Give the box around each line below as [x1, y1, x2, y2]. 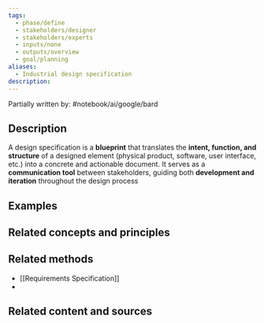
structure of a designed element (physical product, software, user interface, [8, 151, 257, 161]
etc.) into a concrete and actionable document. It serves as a [8, 159, 206, 169]
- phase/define [15, 19, 65, 27]
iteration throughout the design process [8, 176, 139, 186]
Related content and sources [8, 305, 153, 318]
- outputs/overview [15, 48, 80, 56]
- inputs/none [15, 41, 61, 49]
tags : [8, 11, 26, 20]
